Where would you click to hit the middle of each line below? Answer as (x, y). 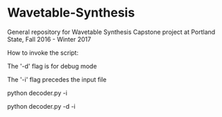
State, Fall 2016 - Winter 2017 (49, 39)
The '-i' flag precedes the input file (57, 79)
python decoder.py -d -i (42, 106)
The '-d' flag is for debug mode (52, 66)
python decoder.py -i (37, 93)
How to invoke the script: (43, 53)
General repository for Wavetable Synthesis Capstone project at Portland (111, 32)
